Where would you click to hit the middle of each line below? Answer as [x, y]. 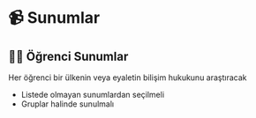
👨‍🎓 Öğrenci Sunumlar [68, 56]
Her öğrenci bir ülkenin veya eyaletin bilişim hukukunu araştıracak [128, 77]
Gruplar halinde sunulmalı [68, 104]
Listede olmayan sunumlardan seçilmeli [93, 95]
